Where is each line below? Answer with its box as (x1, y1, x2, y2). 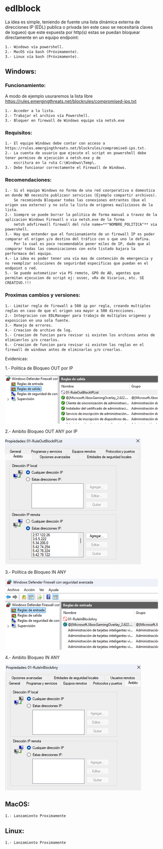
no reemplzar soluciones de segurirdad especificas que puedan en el (5, 261, 149, 266)
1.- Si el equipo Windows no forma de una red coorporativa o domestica (5, 188, 155, 193)
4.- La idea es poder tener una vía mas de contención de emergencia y (5, 256, 153, 261)
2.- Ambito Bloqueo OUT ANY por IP (5, 428, 78, 434)
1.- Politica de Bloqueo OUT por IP (5, 365, 73, 371)
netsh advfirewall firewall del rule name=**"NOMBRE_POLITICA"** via (14, 222, 158, 227)
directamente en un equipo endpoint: (5, 35, 79, 40)
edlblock (5, 3, 41, 14)
